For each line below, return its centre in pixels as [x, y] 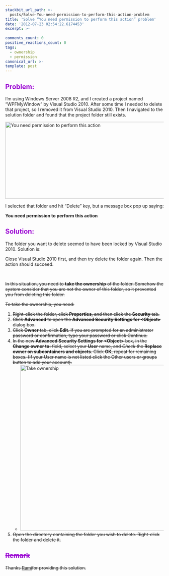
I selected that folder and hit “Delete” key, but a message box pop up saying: [84, 206]
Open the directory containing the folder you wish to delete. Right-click [86, 534]
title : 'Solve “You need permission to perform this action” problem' [81, 19]
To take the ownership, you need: [40, 304]
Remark [18, 556]
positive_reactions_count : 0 [36, 43]
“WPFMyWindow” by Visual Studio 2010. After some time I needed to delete [84, 104]
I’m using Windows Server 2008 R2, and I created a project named [74, 98]
